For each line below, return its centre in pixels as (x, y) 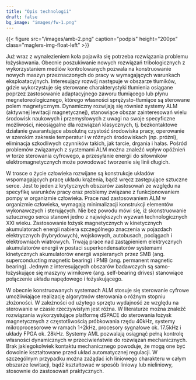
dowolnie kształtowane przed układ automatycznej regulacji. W (82, 353)
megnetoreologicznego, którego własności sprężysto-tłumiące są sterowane (98, 100)
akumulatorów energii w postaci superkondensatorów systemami (84, 248)
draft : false (22, 17)
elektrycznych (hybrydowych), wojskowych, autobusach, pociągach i (89, 236)
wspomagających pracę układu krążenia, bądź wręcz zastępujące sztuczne (97, 179)
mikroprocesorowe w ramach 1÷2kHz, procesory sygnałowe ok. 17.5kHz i (94, 327)
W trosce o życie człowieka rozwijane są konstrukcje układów (80, 174)
